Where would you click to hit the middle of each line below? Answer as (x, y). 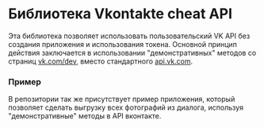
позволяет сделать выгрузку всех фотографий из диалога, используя (126, 107)
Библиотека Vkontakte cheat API (120, 14)
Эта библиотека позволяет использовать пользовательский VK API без (129, 36)
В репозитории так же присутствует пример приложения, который (122, 99)
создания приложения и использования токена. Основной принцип (123, 44)
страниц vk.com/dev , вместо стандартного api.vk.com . (101, 61)
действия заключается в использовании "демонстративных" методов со (132, 52)
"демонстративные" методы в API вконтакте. (85, 116)
